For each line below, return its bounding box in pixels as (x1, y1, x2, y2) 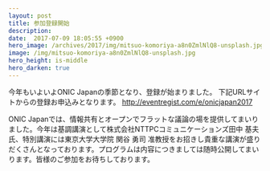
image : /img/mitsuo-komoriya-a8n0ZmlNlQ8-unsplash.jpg (8, 49, 196, 57)
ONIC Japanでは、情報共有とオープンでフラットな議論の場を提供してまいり (8, 114, 259, 124)
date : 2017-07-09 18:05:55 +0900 (8, 34, 125, 43)
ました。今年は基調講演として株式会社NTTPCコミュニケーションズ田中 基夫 (8, 124, 260, 133)
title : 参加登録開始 (8, 19, 70, 27)
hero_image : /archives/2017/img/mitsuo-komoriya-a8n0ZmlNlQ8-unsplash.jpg (8, 42, 264, 50)
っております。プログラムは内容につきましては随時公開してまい (50, 144, 260, 153)
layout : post (8, 11, 52, 20)
